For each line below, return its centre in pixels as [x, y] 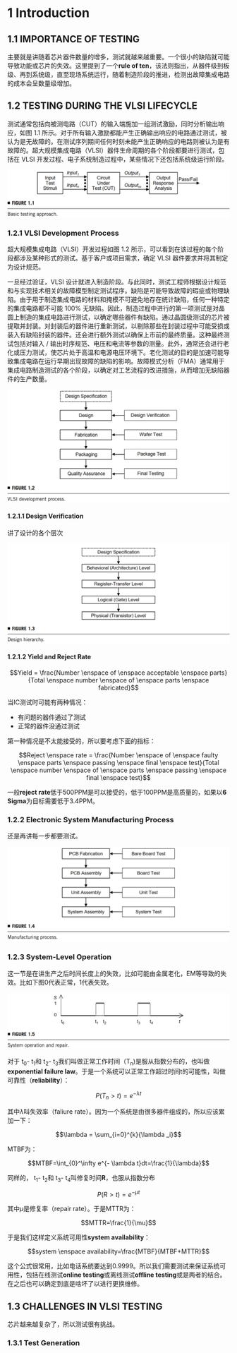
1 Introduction [49, 13]
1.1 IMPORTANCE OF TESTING [73, 39]
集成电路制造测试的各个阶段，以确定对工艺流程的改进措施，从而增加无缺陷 [115, 370]
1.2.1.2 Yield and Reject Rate [49, 657]
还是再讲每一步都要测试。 [44, 836]
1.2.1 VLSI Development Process [63, 233]
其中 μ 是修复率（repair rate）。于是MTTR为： [72, 1209]
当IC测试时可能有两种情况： [48, 702]
